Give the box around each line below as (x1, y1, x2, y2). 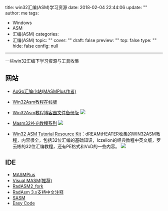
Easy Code (12, 200, 35, 206)
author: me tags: (5, 10, 39, 16)
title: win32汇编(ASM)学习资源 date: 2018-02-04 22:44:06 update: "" (5, 5, 147, 10)
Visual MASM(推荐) (12, 177, 52, 183)
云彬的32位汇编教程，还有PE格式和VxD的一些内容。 (12, 143, 120, 149)
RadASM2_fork (12, 183, 43, 189)
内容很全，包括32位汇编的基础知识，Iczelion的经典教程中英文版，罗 (21, 137, 161, 143)
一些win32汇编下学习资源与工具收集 (5, 58, 79, 64)
